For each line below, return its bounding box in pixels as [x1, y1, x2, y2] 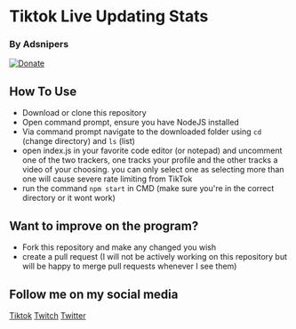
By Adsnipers [9, 38, 69, 51]
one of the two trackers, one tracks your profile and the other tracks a [21, 155, 278, 165]
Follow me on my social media [9, 286, 179, 301]
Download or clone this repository [21, 108, 147, 118]
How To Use [9, 84, 77, 99]
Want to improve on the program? [9, 218, 199, 233]
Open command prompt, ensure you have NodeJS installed [21, 117, 240, 128]
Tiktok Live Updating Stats [9, 6, 209, 27]
